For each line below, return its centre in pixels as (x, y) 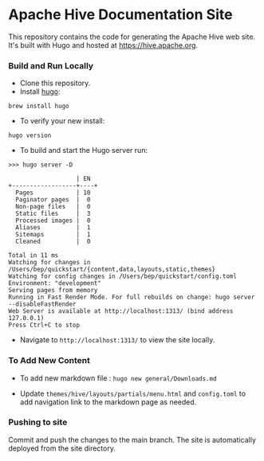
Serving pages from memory (53, 291)
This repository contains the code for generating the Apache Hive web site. (132, 37)
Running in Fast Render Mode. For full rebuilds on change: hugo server (132, 297)
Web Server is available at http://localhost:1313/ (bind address (121, 311)
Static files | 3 (53, 214)
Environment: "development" (55, 283)
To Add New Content (49, 361)
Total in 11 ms (33, 256)
